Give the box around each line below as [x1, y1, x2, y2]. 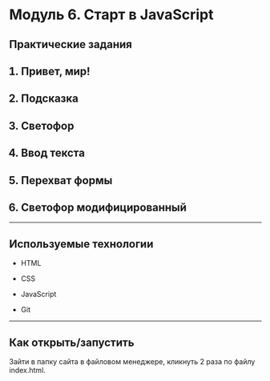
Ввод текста [20, 146, 85, 160]
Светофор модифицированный [20, 200, 187, 214]
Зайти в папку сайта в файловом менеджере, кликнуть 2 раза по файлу [9, 356, 256, 366]
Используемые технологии [9, 237, 154, 251]
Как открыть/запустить [9, 335, 135, 349]
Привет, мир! [20, 64, 91, 78]
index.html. [9, 365, 46, 375]
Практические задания [9, 38, 133, 51]
